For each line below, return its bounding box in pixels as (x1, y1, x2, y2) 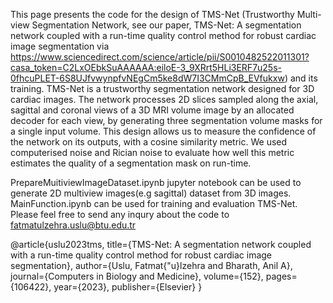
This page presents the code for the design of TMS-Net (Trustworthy (10, 9, 295, 20)
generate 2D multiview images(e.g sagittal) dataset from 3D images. (10, 187, 292, 199)
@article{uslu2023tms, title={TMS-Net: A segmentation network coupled (10, 239, 312, 250)
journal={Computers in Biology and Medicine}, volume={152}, (10, 270, 264, 282)
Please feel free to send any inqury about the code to (10, 209, 230, 220)
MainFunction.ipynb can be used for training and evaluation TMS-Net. (10, 198, 298, 209)
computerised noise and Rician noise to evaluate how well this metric (10, 147, 295, 158)
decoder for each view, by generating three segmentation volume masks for (10, 115, 323, 126)
